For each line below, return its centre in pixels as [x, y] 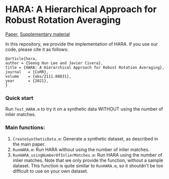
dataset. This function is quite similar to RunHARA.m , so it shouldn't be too [88, 165]
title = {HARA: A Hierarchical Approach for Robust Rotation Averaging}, [85, 67]
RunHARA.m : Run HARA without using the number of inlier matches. [81, 149]
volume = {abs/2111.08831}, [38, 76]
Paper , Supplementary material [38, 34]
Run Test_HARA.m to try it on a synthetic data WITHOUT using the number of [84, 109]
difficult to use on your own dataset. [50, 171]
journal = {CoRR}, [27, 72]
